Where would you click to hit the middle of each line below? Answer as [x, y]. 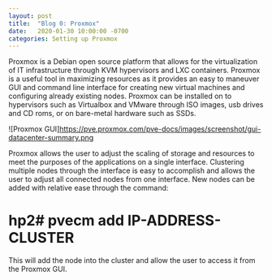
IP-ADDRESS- [174, 221]
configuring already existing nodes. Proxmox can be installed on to [120, 96]
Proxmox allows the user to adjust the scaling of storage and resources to [132, 153]
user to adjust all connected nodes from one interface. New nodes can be [132, 179]
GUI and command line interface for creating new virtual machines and [127, 88]
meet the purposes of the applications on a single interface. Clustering [127, 162]
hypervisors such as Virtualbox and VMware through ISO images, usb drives [136, 105]
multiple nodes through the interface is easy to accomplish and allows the [132, 170]
